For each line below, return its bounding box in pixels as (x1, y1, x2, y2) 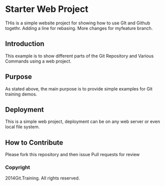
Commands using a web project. (5, 58, 72, 64)
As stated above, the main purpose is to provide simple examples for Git (5, 86, 153, 92)
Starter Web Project (5, 3, 88, 15)
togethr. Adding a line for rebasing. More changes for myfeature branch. (5, 25, 153, 31)
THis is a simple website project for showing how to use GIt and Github (5, 20, 151, 26)
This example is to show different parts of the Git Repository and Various (5, 53, 154, 59)
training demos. (5, 91, 37, 97)
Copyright (5, 164, 30, 171)
